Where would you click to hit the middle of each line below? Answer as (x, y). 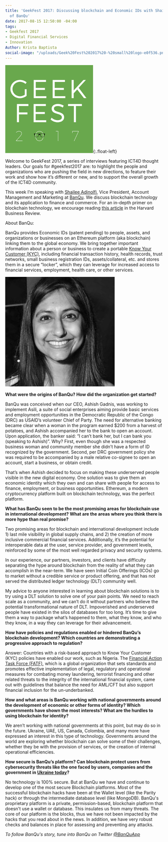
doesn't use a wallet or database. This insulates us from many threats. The (82, 808)
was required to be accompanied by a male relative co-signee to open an (80, 457)
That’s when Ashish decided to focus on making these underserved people (82, 472)
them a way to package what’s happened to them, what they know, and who (83, 617)
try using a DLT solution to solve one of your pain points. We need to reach (82, 596)
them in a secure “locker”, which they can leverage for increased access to (82, 264)
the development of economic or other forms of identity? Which (73, 705)
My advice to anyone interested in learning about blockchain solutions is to (82, 591)
